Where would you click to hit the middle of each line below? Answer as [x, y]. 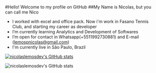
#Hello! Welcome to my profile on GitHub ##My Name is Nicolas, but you [78, 7]
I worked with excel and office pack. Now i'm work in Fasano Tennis [80, 22]
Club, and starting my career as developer [54, 27]
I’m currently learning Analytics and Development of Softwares [75, 32]
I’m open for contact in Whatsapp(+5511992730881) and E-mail [75, 37]
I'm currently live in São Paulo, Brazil [49, 47]
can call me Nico [22, 12]
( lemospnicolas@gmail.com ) [41, 42]
